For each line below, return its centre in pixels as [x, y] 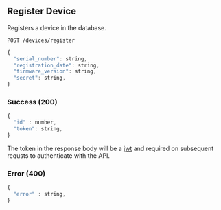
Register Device [42, 11]
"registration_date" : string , [56, 65]
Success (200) [32, 102]
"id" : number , [35, 123]
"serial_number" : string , [50, 59]
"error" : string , [40, 194]
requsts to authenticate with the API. [58, 155]
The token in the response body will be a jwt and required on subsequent [110, 148]
